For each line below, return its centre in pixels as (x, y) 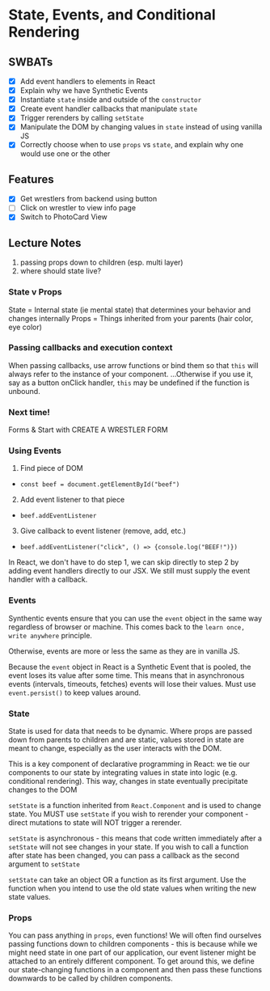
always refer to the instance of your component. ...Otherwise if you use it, (131, 374)
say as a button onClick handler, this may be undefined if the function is (129, 383)
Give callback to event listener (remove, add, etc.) (103, 531)
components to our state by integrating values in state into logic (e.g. (123, 773)
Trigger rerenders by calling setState (82, 118)
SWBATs (31, 62)
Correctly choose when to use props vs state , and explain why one (132, 145)
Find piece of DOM (51, 468)
